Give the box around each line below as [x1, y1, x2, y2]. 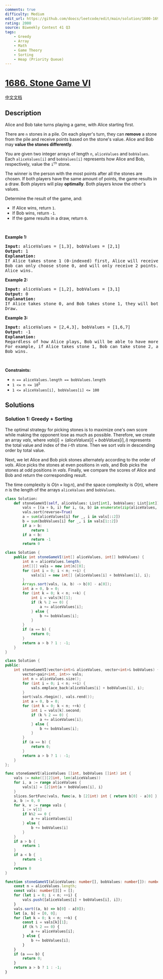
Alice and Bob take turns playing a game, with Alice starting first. [5, 122, 134, 127]
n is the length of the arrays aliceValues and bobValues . [5, 487, 116, 492]
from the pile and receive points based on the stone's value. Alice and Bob [5, 137, 154, 142]
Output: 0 [5, 291, 28, 297]
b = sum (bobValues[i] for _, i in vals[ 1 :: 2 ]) [22, 519, 118, 524]
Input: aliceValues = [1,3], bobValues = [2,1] [5, 244, 120, 249]
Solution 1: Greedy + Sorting [5, 416, 73, 422]
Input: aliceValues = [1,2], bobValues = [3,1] [5, 286, 120, 292]
